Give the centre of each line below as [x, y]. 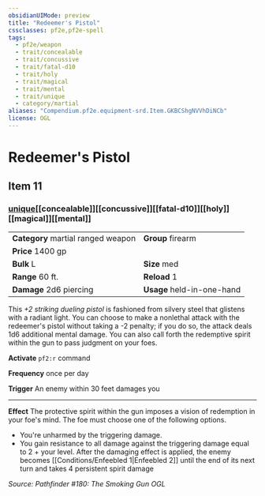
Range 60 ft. [35, 276]
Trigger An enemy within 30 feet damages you [84, 389]
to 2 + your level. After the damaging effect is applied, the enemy [125, 452]
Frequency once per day [49, 373]
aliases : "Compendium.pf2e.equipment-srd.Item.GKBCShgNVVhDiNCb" [118, 111]
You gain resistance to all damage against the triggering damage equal [134, 443]
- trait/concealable [49, 52]
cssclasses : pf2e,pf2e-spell [56, 30]
